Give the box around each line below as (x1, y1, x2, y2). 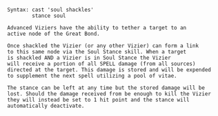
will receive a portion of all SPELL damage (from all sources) (7, 60, 196, 67)
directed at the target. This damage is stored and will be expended (7, 67, 212, 73)
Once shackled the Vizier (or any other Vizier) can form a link (7, 43, 199, 49)
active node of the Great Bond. (7, 30, 100, 37)
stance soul (32, 12, 67, 19)
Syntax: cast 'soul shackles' (7, 6, 95, 13)
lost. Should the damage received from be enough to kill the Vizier (7, 91, 212, 97)
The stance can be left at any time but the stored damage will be (7, 84, 206, 91)
